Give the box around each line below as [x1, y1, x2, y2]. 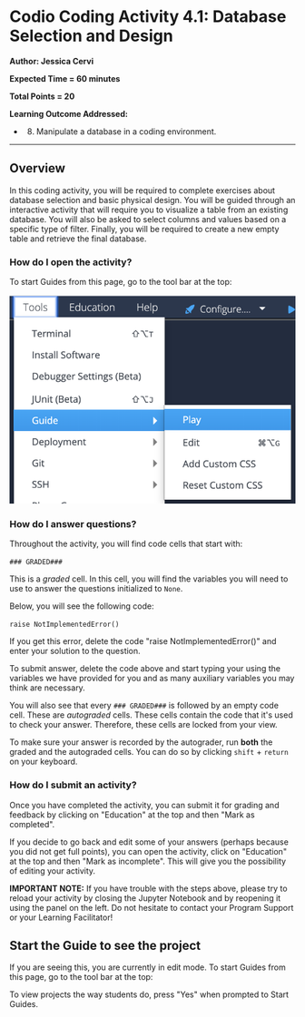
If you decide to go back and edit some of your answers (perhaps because [9, 836, 289, 847]
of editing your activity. [9, 865, 96, 876]
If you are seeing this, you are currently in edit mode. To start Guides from [9, 962, 286, 973]
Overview [9, 161, 66, 176]
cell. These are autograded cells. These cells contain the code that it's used [9, 709, 293, 720]
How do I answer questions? [9, 517, 137, 530]
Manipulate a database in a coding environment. [35, 125, 217, 137]
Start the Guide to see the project [9, 937, 202, 953]
